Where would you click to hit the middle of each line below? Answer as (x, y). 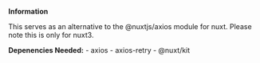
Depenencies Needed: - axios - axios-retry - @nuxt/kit (99, 50)
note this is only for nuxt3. (51, 35)
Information (28, 11)
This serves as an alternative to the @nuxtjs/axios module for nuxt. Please (130, 26)
